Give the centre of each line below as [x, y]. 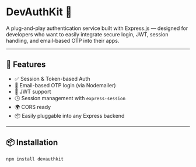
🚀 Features [26, 65]
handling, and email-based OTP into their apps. [63, 40]
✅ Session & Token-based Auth [52, 79]
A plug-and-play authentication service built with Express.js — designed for [97, 28]
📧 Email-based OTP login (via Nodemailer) [65, 85]
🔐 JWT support [33, 91]
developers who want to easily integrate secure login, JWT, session [87, 34]
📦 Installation [32, 143]
